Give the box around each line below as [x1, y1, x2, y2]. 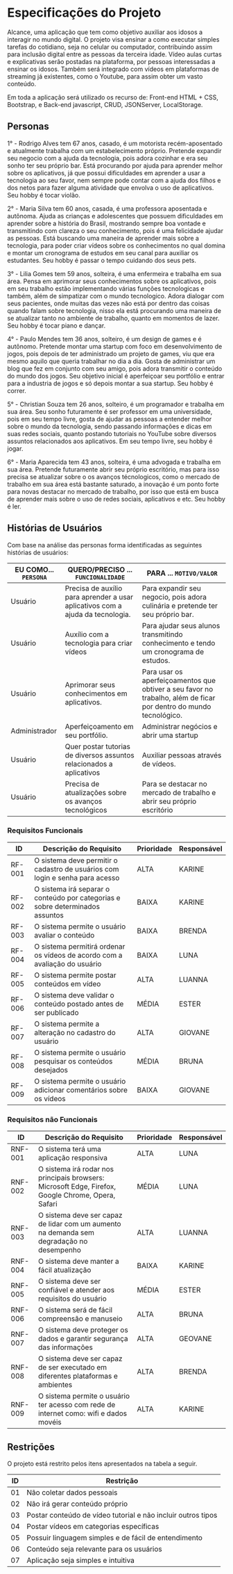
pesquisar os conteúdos [34, 1056, 113, 1066]
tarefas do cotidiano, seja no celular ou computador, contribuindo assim [7, 42, 213, 51]
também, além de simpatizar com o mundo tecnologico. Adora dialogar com [7, 291, 225, 300]
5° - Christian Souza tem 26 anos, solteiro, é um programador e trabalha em [7, 400, 225, 408]
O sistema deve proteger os [37, 1325, 128, 1335]
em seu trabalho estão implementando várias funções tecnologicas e [7, 284, 205, 293]
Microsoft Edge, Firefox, [37, 1182, 116, 1191]
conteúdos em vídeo [34, 979, 101, 988]
